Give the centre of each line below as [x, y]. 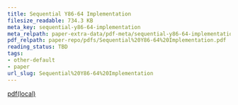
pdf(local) [22, 94]
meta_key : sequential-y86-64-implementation [74, 27]
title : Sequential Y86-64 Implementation [69, 14]
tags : [15, 54]
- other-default [31, 60]
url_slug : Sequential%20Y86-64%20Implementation [80, 73]
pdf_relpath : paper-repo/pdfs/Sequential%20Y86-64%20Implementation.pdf [117, 40]
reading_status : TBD [38, 47]
